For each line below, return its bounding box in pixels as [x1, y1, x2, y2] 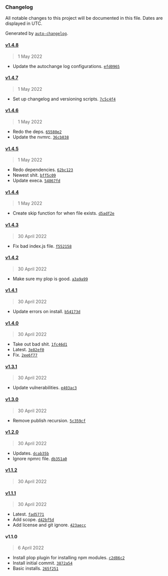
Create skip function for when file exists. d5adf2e [12, 210, 115, 216]
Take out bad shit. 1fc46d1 [12, 341, 68, 347]
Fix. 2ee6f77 [12, 352, 38, 358]
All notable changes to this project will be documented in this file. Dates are [5, 15, 163, 21]
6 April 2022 [17, 545, 44, 551]
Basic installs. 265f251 [12, 565, 59, 571]
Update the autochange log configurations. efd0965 [12, 63, 120, 69]
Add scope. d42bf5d [12, 517, 54, 523]
